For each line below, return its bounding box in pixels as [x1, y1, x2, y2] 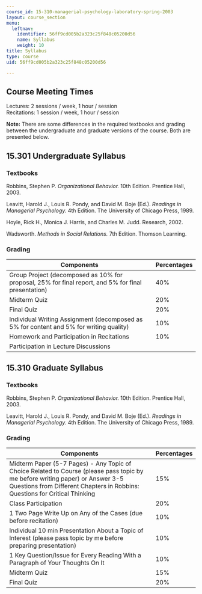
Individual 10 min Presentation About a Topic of [9, 527, 144, 535]
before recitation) [9, 516, 59, 525]
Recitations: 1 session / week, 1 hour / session [6, 109, 120, 116]
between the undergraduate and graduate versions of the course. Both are [6, 127, 191, 134]
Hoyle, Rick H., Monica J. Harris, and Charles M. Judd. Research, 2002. [6, 219, 183, 225]
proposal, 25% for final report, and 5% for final [9, 278, 142, 287]
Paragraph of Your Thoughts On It [9, 559, 105, 567]
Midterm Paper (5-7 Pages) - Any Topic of [9, 459, 132, 468]
